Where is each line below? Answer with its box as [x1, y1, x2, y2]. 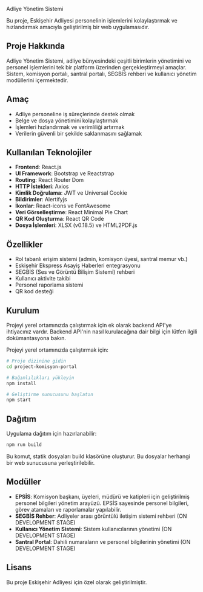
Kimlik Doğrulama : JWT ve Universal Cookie [15, 189, 127, 197]
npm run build [6, 442, 42, 448]
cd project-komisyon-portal [6, 363, 78, 370]
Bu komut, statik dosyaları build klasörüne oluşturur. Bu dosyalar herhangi [6, 453, 190, 460]
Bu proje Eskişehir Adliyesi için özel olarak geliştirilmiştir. [6, 578, 147, 586]
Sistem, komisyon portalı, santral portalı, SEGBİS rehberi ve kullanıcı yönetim [6, 70, 197, 77]
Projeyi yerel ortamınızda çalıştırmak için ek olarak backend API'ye [6, 322, 172, 329]
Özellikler [6, 239, 44, 249]
